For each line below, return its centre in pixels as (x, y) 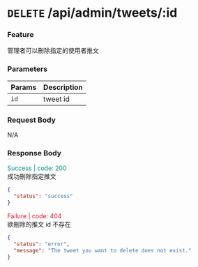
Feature (21, 35)
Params (24, 87)
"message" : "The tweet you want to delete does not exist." (102, 250)
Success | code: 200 (37, 168)
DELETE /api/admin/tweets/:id (92, 13)
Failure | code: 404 (35, 216)
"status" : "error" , (42, 244)
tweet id (56, 99)
